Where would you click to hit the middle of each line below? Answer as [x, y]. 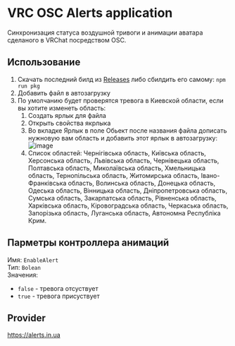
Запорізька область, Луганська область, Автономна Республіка [124, 213]
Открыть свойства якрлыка [69, 123]
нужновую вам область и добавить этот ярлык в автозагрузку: [123, 138]
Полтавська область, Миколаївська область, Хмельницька [117, 168]
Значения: [23, 275]
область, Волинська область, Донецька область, [142, 183]
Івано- [210, 175]
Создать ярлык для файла [67, 115]
